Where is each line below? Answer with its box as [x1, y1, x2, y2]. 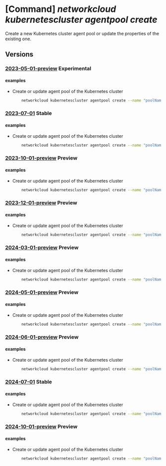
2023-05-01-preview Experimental [5, 65, 92, 72]
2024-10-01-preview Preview [5, 423, 78, 430]
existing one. [5, 36, 31, 42]
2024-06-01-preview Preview [5, 334, 79, 341]
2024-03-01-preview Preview [5, 244, 79, 251]
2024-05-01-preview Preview [5, 289, 79, 296]
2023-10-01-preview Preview [5, 155, 78, 162]
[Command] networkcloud [5, 3, 116, 15]
